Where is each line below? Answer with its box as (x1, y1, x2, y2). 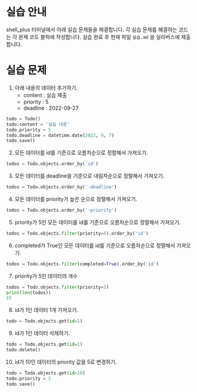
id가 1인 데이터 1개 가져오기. (14, 307, 78, 314)
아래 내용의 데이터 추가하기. (14, 84, 78, 91)
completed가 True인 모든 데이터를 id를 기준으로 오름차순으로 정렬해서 (14, 242, 175, 249)
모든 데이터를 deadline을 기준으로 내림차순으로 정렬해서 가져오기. (14, 172, 165, 180)
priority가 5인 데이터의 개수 (14, 272, 78, 279)
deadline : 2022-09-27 (23, 104, 79, 111)
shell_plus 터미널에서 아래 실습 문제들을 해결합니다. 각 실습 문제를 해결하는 (6, 26, 178, 33)
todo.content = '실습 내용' (6, 121, 70, 127)
